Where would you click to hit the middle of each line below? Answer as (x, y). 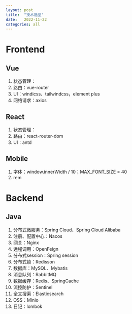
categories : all (23, 24)
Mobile (17, 159)
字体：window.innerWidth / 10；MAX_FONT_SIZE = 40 (70, 172)
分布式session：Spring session (45, 255)
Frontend (25, 50)
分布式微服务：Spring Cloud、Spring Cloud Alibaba (67, 230)
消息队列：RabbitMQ (35, 274)
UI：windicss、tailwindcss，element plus (57, 94)
